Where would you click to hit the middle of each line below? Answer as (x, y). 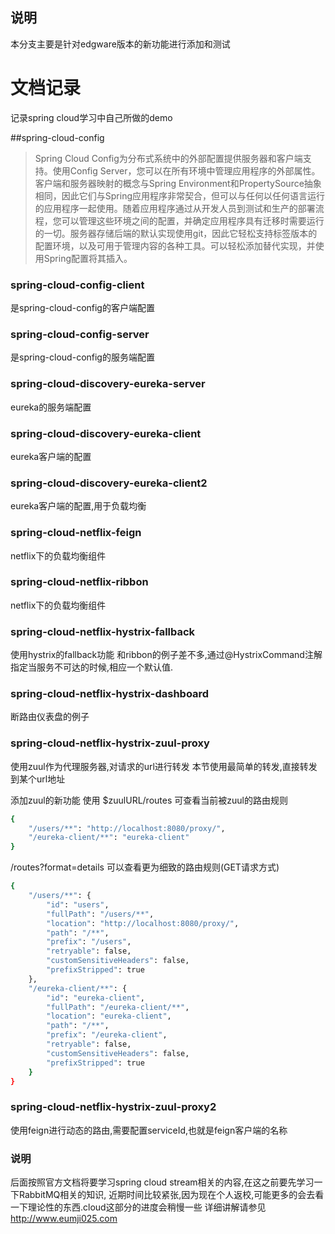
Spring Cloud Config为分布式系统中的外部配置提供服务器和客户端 (168, 158)
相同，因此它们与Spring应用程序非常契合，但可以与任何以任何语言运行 (180, 195)
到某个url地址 (38, 779)
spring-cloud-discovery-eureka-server (108, 384)
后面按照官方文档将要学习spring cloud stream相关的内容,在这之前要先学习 (162, 1182)
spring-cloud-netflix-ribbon (79, 582)
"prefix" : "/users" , (89, 942)
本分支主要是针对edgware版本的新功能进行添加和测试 (120, 44)
